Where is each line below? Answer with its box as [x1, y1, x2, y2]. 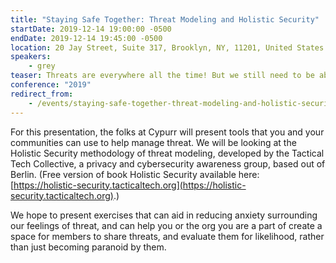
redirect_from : [10, 89, 74, 99]
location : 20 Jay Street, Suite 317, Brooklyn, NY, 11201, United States [10, 42, 325, 53]
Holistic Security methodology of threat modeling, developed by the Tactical [10, 147, 325, 159]
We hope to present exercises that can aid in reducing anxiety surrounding [10, 209, 318, 221]
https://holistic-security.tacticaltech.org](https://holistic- [13, 179, 247, 191]
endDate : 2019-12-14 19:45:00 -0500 [10, 33, 163, 43]
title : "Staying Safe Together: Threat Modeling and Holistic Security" [10, 14, 320, 25]
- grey [28, 61, 56, 71]
